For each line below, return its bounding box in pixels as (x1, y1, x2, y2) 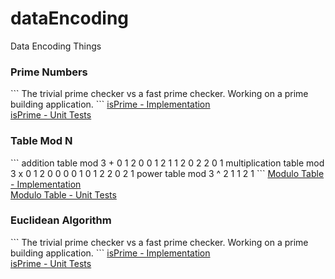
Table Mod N (10, 134, 73, 148)
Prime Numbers (10, 65, 88, 79)
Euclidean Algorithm (10, 213, 112, 227)
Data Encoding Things (10, 40, 102, 52)
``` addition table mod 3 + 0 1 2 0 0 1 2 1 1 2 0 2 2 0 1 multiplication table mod (10, 157, 325, 169)
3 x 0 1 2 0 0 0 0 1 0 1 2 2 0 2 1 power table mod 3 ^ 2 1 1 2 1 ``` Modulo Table (10, 167, 325, 179)
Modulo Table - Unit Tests (10, 188, 117, 201)
